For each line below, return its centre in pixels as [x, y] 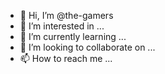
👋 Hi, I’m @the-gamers [66, 15]
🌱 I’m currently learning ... [73, 36]
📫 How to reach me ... [66, 58]
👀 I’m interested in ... [62, 26]
